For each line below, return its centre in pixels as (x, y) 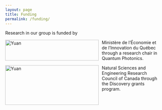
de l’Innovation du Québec (129, 48)
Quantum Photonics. (123, 58)
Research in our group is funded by (41, 33)
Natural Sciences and (124, 68)
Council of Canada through (130, 79)
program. (111, 89)
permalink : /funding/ (28, 19)
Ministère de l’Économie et (129, 43)
